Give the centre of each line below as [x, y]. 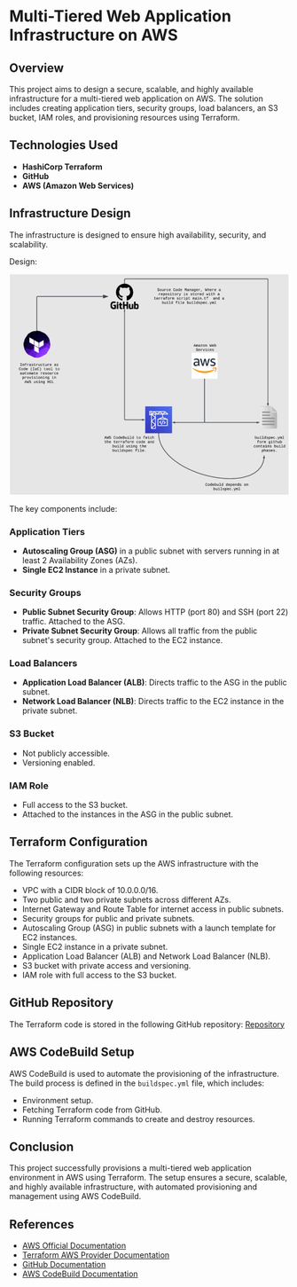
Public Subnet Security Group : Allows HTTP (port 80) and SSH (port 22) [155, 612]
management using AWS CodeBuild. [75, 1197]
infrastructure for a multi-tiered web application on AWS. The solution [137, 98]
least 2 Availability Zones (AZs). [80, 560]
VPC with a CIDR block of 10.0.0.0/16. [90, 890]
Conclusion [42, 1146]
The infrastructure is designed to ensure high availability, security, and [138, 235]
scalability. [29, 244]
